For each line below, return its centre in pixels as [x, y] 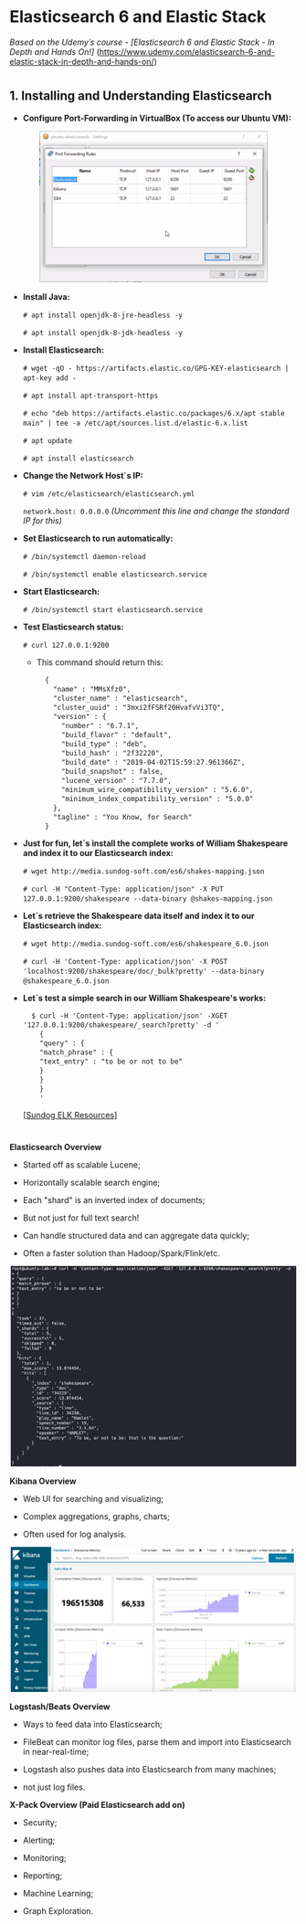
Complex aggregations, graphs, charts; [96, 1516]
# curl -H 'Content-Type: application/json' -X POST [125, 961]
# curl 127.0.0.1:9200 [66, 645]
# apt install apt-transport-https [90, 396]
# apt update [47, 440]
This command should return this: [100, 662]
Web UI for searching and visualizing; [93, 1498]
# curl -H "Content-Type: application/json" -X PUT [123, 889]
